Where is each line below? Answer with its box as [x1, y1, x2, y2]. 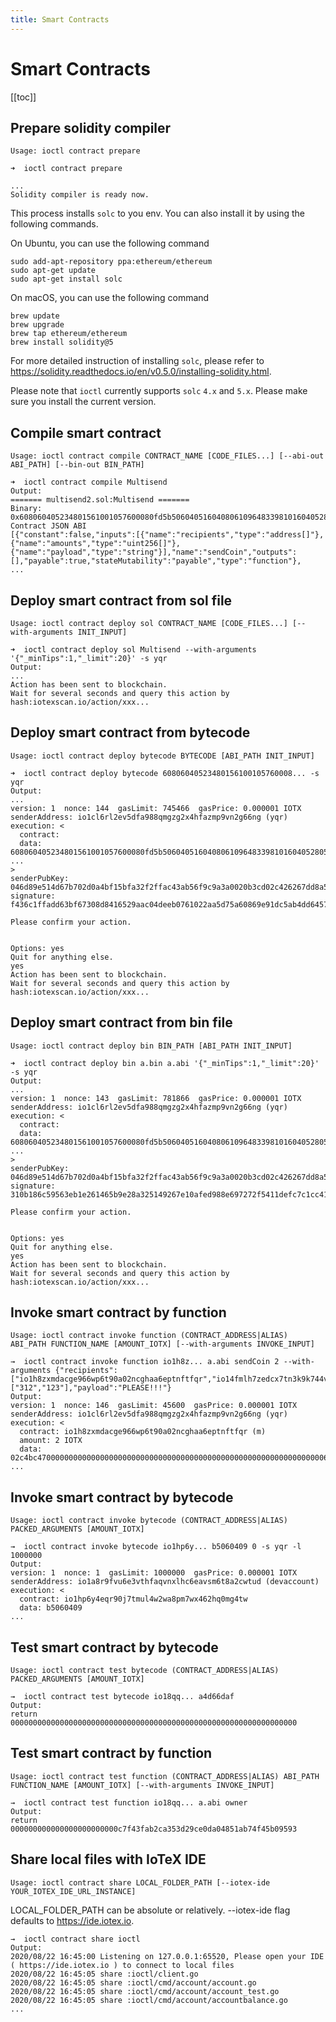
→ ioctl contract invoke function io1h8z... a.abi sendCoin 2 [10, 1357, 280, 1367]
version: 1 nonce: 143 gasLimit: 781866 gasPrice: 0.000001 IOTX [10, 1093, 302, 1103]
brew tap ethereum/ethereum [10, 329, 128, 339]
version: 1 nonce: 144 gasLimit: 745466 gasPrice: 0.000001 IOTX [10, 803, 302, 813]
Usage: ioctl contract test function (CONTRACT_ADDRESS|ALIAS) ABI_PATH [10, 1771, 320, 1781]
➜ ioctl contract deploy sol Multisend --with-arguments [10, 645, 257, 655]
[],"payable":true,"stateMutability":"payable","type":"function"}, [10, 556, 302, 566]
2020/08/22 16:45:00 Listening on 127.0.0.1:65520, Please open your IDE [10, 1951, 325, 1961]
